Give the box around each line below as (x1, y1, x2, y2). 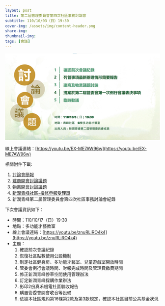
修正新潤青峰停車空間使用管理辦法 (19, 271, 89, 277)
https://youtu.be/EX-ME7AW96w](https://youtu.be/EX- (36, 146, 147, 152)
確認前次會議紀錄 (19, 247, 55, 253)
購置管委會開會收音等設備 (19, 290, 72, 296)
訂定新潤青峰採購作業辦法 (19, 278, 72, 283)
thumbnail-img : (5, 34, 36, 39)
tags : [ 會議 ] (5, 39, 30, 44)
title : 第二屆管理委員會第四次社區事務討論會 (5, 13, 87, 18)
